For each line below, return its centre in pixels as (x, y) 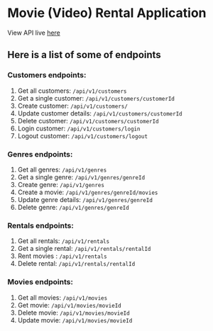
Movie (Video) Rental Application (107, 13)
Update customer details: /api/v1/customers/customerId (100, 113)
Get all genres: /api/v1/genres (62, 169)
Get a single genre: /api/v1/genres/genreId (81, 177)
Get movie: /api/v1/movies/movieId (70, 305)
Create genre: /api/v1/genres (61, 184)
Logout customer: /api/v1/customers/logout (82, 135)
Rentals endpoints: (41, 225)
